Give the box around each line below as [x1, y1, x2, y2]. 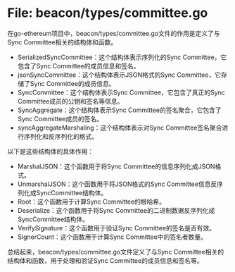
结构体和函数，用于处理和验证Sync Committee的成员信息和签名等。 [7, 256, 203, 265]
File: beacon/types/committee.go [7, 5, 208, 21]
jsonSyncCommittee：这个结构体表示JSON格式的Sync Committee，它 [17, 70, 222, 79]
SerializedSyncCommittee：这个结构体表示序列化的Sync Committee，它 [17, 53, 227, 61]
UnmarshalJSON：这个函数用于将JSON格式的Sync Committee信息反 [17, 180, 217, 188]
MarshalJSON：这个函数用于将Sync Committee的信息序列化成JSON [17, 162, 215, 171]
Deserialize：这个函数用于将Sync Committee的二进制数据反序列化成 [17, 206, 215, 214]
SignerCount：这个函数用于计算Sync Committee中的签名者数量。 [17, 233, 208, 241]
